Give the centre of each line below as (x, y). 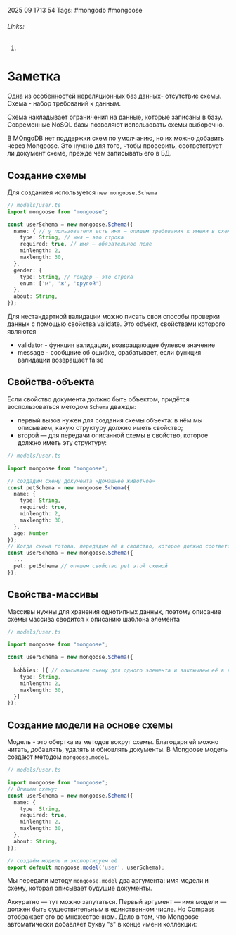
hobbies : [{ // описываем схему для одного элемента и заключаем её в (119, 671)
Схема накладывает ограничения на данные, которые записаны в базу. (115, 117)
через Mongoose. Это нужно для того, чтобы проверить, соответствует (115, 146)
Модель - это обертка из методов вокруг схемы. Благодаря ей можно (113, 742)
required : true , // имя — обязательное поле (86, 244)
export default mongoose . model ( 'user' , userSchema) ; (86, 867)
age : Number (31, 533)
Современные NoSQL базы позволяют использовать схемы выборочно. (116, 125)
